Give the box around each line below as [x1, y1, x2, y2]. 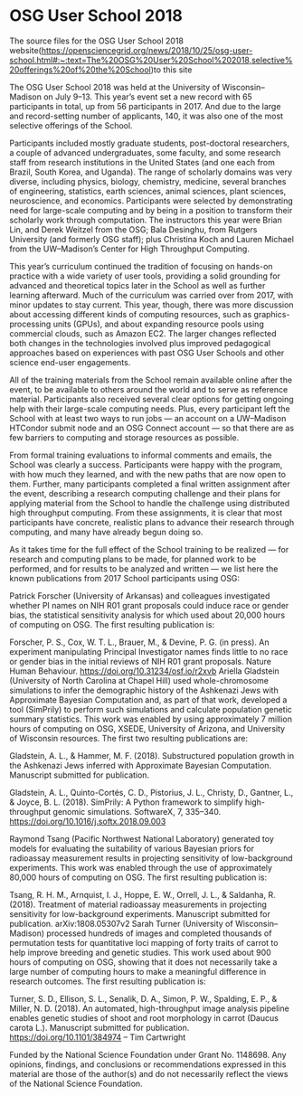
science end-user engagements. [9, 356, 131, 367]
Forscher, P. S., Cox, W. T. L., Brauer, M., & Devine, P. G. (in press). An [9, 637, 270, 647]
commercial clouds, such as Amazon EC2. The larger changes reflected [9, 327, 278, 339]
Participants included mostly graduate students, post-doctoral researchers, [9, 137, 290, 148]
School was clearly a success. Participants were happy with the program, [9, 458, 283, 470]
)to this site [150, 64, 193, 75]
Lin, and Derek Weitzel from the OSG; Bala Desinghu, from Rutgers [9, 223, 258, 235]
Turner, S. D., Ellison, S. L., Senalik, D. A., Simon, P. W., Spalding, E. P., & [9, 993, 278, 1004]
